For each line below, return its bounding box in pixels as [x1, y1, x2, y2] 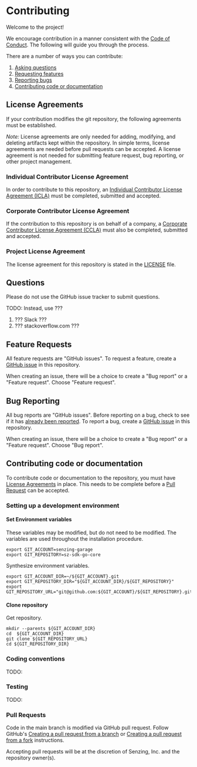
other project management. [6, 158, 72, 165]
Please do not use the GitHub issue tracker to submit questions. [6, 293, 160, 300]
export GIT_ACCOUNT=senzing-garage [6, 547, 93, 553]
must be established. [6, 122, 57, 129]
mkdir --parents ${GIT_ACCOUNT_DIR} [6, 626, 96, 632]
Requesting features [14, 70, 64, 77]
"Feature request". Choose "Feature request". [6, 379, 116, 386]
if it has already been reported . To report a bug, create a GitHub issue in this [6, 418, 191, 425]
